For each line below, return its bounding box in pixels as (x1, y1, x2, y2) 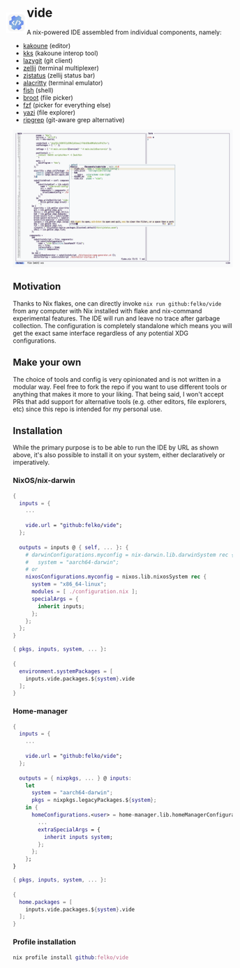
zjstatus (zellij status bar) (22, 71, 96, 80)
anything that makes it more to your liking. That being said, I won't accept (13, 389, 224, 399)
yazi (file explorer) (22, 108, 76, 117)
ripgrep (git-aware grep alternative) (22, 115, 126, 124)
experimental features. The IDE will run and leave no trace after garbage (13, 314, 220, 322)
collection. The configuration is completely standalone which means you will (13, 321, 232, 329)
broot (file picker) (22, 93, 73, 102)
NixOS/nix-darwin (13, 476, 75, 486)
